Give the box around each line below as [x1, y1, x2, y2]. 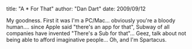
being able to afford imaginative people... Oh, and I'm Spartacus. [6, 36, 167, 43]
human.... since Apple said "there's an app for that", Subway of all [6, 24, 170, 30]
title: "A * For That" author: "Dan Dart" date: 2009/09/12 [6, 5, 146, 12]
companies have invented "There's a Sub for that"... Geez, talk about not [6, 30, 187, 37]
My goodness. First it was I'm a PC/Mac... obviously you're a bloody [6, 17, 176, 24]
